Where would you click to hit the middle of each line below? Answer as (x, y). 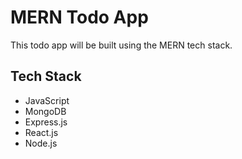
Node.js (41, 143)
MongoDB (45, 111)
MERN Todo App (79, 17)
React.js (41, 132)
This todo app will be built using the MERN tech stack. (121, 45)
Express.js (46, 122)
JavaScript (47, 100)
